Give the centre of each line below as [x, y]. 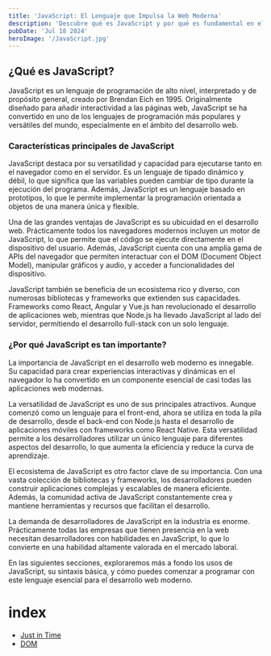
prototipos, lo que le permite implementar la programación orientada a [125, 198]
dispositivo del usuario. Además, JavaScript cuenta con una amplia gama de [135, 248]
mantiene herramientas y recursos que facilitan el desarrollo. [109, 506]
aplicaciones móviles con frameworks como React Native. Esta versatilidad [133, 430]
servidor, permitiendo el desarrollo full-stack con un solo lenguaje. [119, 324]
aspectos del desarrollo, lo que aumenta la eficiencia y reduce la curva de [131, 447]
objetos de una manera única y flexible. [74, 206]
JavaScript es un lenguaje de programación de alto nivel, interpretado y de [132, 91]
